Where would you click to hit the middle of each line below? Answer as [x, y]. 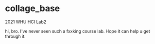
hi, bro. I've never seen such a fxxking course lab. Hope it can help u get [78, 31]
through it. [15, 36]
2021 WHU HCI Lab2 [26, 22]
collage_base [33, 8]
